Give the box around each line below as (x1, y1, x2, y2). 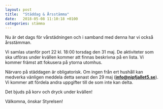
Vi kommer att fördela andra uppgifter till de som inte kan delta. (5, 80, 133, 85)
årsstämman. (5, 40, 32, 46)
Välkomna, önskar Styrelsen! (5, 99, 63, 105)
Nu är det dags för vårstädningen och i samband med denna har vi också (5, 34, 154, 40)
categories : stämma (5, 21, 45, 26)
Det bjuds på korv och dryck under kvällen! (5, 89, 93, 95)
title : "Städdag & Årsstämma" (5, 12, 69, 17)
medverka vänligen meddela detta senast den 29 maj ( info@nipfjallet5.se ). (5, 74, 159, 80)
